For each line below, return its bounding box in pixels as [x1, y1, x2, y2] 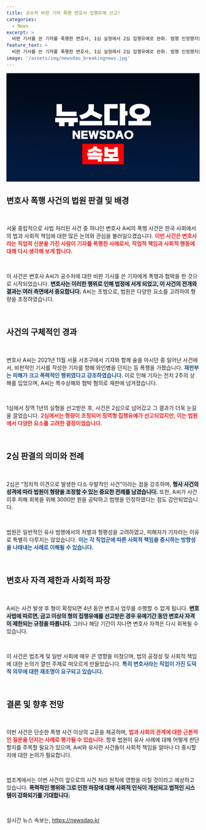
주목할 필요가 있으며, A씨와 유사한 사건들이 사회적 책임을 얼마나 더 [22, 744, 180, 751]
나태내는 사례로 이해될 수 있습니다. [12, 543, 94, 551]
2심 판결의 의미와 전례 [6, 451, 85, 462]
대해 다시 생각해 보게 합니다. [6, 248, 73, 255]
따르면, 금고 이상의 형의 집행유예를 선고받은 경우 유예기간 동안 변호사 [22, 612, 184, 619]
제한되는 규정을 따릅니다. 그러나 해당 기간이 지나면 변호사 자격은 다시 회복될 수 [12, 620, 199, 627]
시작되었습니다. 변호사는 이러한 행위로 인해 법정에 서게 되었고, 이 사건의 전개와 [12, 280, 197, 287]
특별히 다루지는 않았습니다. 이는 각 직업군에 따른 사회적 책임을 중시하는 [12, 536, 180, 543]
